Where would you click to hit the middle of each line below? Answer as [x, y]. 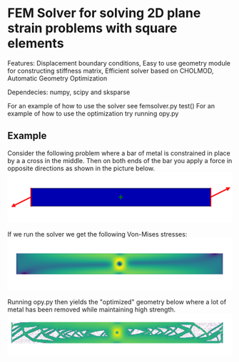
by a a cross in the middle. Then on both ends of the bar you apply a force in [120, 160]
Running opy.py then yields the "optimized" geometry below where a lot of [117, 301]
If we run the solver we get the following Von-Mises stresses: [97, 234]
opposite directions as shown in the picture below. [81, 168]
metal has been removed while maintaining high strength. [92, 309]
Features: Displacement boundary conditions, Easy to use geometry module [119, 63]
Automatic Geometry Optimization [57, 78]
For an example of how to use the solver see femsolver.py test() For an [111, 105]
